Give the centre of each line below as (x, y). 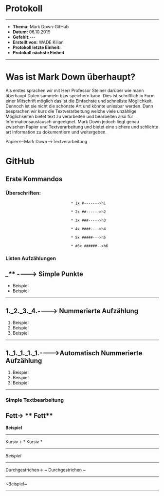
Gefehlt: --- (24, 37)
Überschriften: (23, 193)
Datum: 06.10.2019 (31, 32)
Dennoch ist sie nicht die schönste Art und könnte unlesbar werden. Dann (80, 106)
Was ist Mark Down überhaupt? (71, 77)
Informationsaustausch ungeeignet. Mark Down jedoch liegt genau (72, 121)
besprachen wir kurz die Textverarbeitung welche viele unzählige (71, 111)
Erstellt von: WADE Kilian (38, 42)
